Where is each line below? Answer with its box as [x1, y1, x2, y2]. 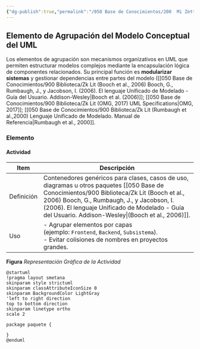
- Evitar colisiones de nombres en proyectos [43, 235, 168, 244]
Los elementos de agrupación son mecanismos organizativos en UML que [6, 56, 188, 63]
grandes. [43, 243, 68, 251]
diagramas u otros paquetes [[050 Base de [43, 181, 164, 189]
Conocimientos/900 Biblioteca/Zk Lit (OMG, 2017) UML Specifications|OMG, [6, 100, 193, 107]
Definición [9, 192, 38, 200]
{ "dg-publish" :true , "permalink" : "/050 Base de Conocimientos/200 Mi [6, 8, 183, 15]
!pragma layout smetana [6, 275, 65, 281]
